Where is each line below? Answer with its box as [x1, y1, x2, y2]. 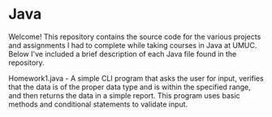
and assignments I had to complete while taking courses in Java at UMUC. [8, 40, 257, 50]
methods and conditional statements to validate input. [8, 99, 188, 109]
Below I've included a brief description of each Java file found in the [8, 49, 237, 58]
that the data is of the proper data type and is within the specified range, [8, 82, 252, 92]
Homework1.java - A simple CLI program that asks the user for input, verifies [8, 73, 264, 83]
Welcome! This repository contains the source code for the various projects [8, 32, 261, 41]
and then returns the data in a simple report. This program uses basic [8, 90, 241, 100]
